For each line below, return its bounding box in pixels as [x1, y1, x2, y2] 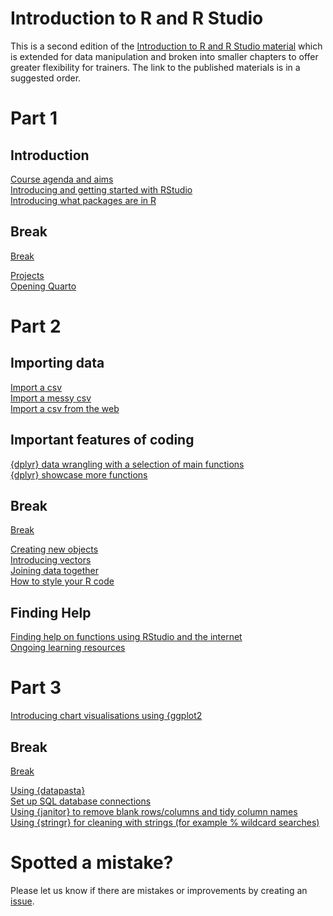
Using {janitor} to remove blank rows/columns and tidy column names [10, 805, 298, 817]
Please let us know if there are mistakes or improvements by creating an [10, 884, 308, 896]
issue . [10, 895, 35, 907]
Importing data [10, 355, 105, 372]
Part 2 [10, 315, 62, 337]
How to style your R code [10, 575, 115, 587]
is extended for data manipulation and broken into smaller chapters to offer [10, 50, 319, 62]
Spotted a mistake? [10, 852, 174, 874]
